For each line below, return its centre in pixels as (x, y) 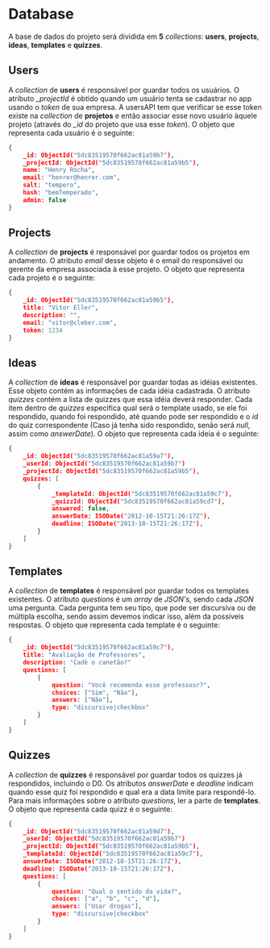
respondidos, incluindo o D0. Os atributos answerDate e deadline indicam (131, 783)
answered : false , (81, 509)
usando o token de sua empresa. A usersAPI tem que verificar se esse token (135, 107)
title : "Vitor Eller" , (61, 308)
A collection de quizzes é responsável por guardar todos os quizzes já (126, 774)
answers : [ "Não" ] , (82, 700)
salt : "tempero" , (52, 185)
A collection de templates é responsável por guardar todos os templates (129, 591)
